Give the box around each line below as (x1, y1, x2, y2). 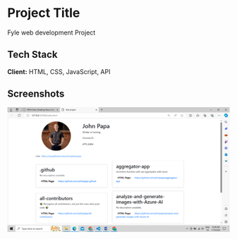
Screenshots (7, 88, 65, 100)
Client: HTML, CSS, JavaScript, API (7, 67, 111, 75)
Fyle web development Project (7, 28, 96, 37)
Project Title (7, 5, 80, 21)
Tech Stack (7, 49, 58, 61)
